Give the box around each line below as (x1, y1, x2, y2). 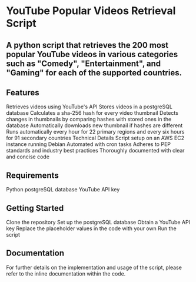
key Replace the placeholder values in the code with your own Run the (6, 225, 177, 232)
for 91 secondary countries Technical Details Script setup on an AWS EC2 (6, 134, 184, 142)
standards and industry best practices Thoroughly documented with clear (6, 147, 185, 154)
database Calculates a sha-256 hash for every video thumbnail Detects (6, 110, 178, 117)
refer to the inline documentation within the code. (6, 270, 126, 277)
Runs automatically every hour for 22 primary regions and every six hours (6, 128, 185, 135)
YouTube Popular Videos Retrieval (6, 4, 176, 18)
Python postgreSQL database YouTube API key (6, 186, 120, 193)
